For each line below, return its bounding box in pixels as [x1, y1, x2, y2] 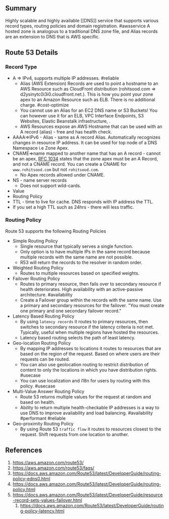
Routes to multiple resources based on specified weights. [20, 270, 140, 276]
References [5, 446, 42, 455]
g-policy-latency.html [20, 508, 65, 514]
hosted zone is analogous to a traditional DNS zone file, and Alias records [5, 28, 158, 34]
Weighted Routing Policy [12, 265, 64, 271]
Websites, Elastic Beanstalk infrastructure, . [20, 118, 111, 124]
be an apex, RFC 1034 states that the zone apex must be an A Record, [12, 155, 158, 161]
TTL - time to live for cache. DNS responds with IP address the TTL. [12, 198, 154, 204]
